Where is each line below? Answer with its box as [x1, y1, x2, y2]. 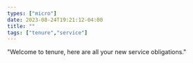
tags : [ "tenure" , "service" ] [7, 29, 88, 36]
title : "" [7, 23, 36, 29]
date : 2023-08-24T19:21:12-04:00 [7, 16, 103, 23]
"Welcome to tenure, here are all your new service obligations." [7, 48, 187, 56]
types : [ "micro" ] [7, 10, 57, 17]
